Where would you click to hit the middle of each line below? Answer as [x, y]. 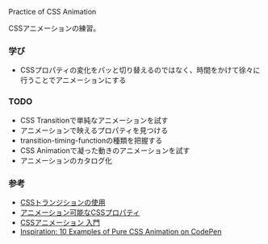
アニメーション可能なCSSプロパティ [80, 212]
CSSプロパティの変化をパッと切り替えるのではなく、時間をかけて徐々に [140, 70]
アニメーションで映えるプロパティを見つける [94, 130]
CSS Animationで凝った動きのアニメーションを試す [105, 150]
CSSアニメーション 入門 [60, 222]
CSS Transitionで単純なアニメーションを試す [94, 120]
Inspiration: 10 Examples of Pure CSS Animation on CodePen [121, 231]
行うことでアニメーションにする [73, 81]
